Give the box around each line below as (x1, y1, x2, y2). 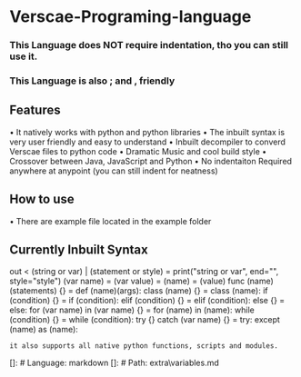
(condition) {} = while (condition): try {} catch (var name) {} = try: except (9, 314, 280, 325)
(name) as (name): (9, 324, 79, 335)
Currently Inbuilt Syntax (9, 243, 148, 258)
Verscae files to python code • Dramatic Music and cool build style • (9, 145, 267, 156)
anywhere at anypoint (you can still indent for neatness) (9, 165, 218, 176)
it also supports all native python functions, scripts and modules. (9, 342, 279, 351)
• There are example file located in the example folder (9, 215, 212, 226)
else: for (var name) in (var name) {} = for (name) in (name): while (9, 304, 255, 315)
